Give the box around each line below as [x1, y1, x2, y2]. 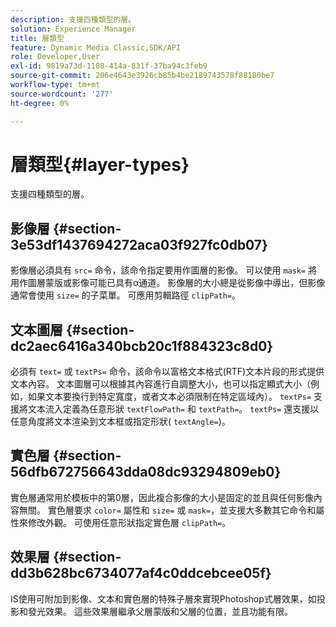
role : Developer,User [10, 52, 101, 62]
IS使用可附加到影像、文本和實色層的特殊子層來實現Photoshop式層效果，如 [10, 592, 317, 605]
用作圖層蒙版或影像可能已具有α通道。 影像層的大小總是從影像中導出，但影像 [10, 277, 326, 289]
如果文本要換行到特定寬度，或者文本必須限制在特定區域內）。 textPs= [27, 391, 312, 403]
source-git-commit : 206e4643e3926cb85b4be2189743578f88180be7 [10, 71, 275, 81]
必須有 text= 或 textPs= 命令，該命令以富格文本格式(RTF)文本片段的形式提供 [10, 366, 325, 378]
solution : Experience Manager [10, 24, 137, 34]
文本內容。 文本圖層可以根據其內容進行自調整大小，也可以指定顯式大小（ [10, 378, 311, 390]
